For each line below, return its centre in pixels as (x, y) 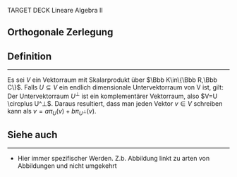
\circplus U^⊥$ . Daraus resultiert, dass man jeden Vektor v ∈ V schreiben (115, 103)
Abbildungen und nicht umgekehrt (67, 166)
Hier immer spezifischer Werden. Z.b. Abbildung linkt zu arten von (114, 159)
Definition (29, 56)
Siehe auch (32, 135)
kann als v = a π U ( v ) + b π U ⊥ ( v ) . (52, 112)
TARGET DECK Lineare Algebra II (55, 10)
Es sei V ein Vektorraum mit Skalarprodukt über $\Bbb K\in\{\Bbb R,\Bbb (112, 80)
